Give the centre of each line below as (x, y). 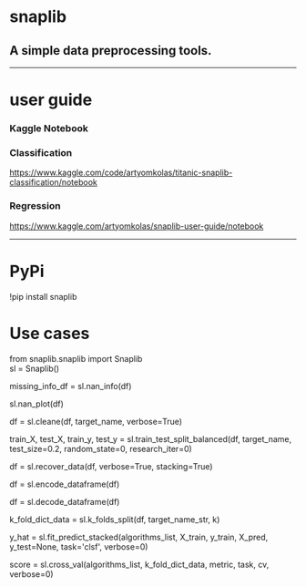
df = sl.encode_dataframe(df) (65, 484)
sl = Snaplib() (35, 368)
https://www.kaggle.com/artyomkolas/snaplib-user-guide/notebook (137, 226)
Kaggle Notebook (49, 129)
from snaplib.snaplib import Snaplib (76, 358)
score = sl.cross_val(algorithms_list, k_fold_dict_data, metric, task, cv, (139, 564)
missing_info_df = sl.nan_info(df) (71, 386)
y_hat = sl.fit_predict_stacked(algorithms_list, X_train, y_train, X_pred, (139, 537)
